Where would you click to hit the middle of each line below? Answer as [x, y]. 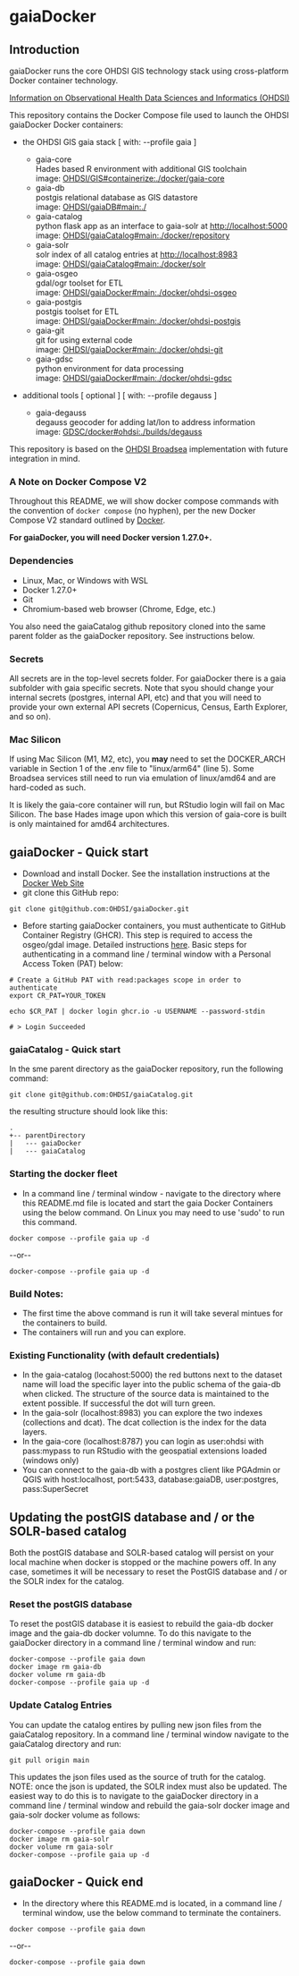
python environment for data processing [110, 368]
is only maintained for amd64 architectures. [89, 824]
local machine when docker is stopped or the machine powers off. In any [143, 1562]
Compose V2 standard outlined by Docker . [87, 520]
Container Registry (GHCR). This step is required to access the [137, 935]
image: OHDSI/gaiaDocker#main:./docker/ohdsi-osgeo [136, 292]
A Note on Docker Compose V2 [78, 481]
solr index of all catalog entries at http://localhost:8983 [137, 254]
